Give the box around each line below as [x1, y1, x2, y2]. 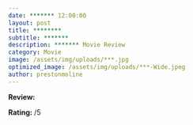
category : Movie [8, 48, 62, 56]
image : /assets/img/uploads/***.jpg [8, 56, 129, 64]
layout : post [8, 19, 51, 27]
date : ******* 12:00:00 [8, 11, 87, 20]
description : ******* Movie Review [8, 41, 126, 49]
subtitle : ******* [8, 33, 69, 42]
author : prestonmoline [8, 70, 83, 78]
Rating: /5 [8, 108, 41, 117]
